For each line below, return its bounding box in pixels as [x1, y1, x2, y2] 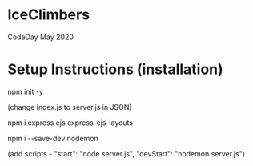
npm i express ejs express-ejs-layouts [7, 118, 134, 128]
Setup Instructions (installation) [7, 60, 223, 79]
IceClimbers [7, 6, 90, 24]
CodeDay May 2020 [7, 32, 74, 42]
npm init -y [7, 87, 43, 96]
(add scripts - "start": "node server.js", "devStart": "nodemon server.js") [7, 148, 246, 158]
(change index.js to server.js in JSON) [7, 102, 133, 111]
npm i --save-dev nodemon [7, 133, 99, 143]
